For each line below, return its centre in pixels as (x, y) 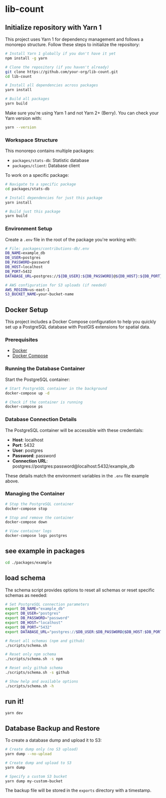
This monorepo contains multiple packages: (50, 151)
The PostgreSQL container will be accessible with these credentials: (74, 430)
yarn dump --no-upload (28, 754)
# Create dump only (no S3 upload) (42, 749)
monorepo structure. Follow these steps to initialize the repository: (73, 45)
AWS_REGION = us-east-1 (27, 290)
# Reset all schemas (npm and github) (45, 641)
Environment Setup (29, 229)
